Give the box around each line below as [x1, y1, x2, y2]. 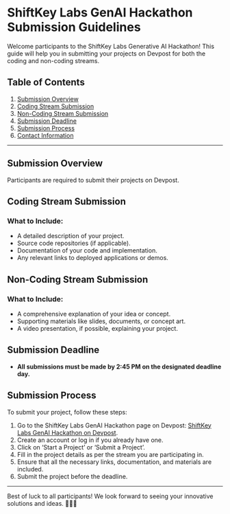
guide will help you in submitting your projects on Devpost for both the [7, 49, 206, 58]
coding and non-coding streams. [7, 56, 100, 65]
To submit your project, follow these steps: [7, 408, 128, 416]
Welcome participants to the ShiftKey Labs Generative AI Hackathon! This [7, 42, 214, 50]
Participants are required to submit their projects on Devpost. [7, 176, 179, 184]
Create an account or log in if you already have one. [16, 436, 164, 444]
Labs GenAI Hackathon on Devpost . [16, 428, 118, 436]
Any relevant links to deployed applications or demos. [16, 254, 169, 262]
